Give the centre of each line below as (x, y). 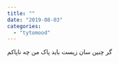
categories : (24, 26)
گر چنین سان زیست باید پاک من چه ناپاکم (60, 52)
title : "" (21, 13)
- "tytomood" (32, 33)
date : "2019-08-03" (35, 20)
